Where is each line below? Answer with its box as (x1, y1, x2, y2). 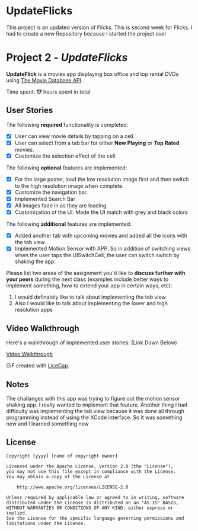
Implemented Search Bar (14, 196, 76, 202)
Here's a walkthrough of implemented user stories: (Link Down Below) (6, 339, 177, 346)
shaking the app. (14, 258, 56, 265)
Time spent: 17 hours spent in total (6, 88, 91, 95)
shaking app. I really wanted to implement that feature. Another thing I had (6, 401, 188, 408)
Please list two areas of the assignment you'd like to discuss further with (6, 270, 186, 277)
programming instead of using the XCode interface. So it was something (6, 414, 183, 421)
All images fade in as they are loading (14, 202, 107, 209)
